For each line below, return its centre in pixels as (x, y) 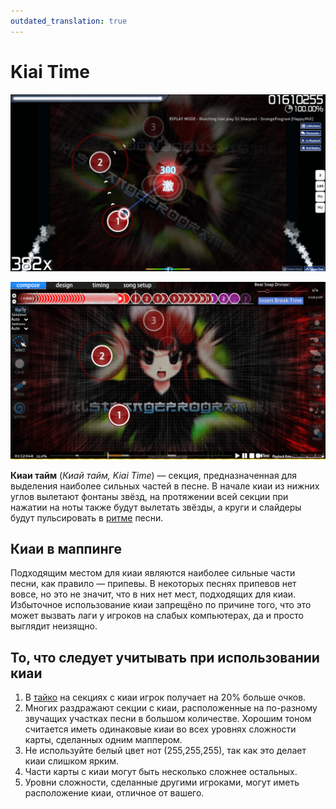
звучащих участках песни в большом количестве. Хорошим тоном (168, 719)
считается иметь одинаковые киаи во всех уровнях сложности (160, 729)
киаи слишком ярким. (71, 761)
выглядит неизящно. (54, 626)
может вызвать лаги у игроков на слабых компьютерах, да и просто (157, 616)
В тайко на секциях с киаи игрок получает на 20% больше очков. (165, 697)
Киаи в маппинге (66, 548)
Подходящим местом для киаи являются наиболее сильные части (153, 573)
